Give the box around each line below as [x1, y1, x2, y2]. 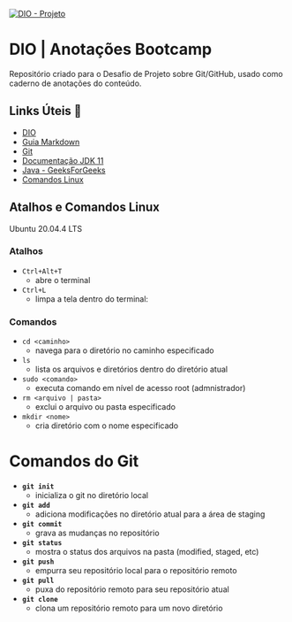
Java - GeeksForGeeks [21, 165, 106, 175]
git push [21, 557, 55, 566]
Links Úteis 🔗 [9, 104, 82, 119]
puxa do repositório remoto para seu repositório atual [34, 584, 229, 595]
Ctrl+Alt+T [21, 266, 63, 276]
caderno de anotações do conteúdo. [9, 78, 142, 88]
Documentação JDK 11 [21, 155, 104, 165]
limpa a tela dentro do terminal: [34, 293, 148, 304]
